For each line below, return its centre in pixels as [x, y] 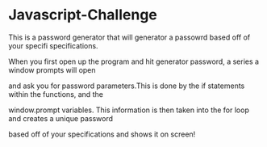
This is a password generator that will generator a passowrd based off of [129, 37]
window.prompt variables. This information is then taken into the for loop [129, 110]
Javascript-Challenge [83, 15]
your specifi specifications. [53, 45]
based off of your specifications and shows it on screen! [102, 134]
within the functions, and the [56, 94]
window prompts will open [52, 69]
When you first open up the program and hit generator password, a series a [134, 61]
